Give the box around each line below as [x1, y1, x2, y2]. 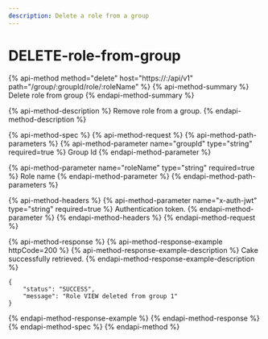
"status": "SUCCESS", [23, 285, 95, 293]
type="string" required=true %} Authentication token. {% [8, 204, 198, 213]
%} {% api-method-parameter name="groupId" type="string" [47, 138, 253, 148]
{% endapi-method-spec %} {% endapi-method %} [8, 321, 180, 331]
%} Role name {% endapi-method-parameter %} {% [8, 171, 182, 181]
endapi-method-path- [183, 171, 256, 181]
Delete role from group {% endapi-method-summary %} [8, 90, 195, 100]
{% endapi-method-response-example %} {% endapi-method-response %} [8, 313, 260, 323]
